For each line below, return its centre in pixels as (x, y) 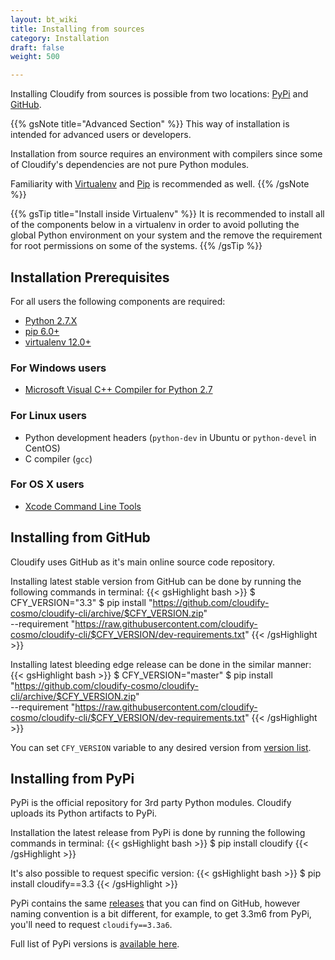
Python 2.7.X (51, 320)
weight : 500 (35, 57)
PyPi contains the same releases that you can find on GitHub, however (155, 903)
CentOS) (42, 448)
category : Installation (60, 38)
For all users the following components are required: (118, 301)
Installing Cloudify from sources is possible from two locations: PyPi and (159, 94)
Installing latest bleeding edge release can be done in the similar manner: (161, 664)
